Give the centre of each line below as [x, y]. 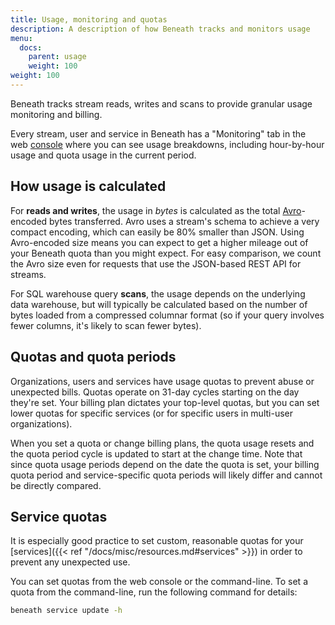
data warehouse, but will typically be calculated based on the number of [159, 304]
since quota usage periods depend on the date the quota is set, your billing [165, 464]
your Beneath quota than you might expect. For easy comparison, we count [166, 253]
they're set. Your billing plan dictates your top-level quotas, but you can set [165, 402]
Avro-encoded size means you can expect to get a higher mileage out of [159, 242]
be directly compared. [56, 485]
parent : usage [57, 57]
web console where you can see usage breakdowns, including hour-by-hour [167, 144]
